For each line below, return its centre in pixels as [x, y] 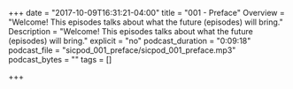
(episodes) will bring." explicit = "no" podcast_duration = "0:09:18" [130, 41]
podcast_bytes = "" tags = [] [60, 59]
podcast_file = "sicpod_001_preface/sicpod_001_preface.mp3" [122, 50]
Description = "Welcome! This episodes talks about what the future [131, 31]
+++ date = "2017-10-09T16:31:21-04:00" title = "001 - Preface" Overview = [146, 13]
